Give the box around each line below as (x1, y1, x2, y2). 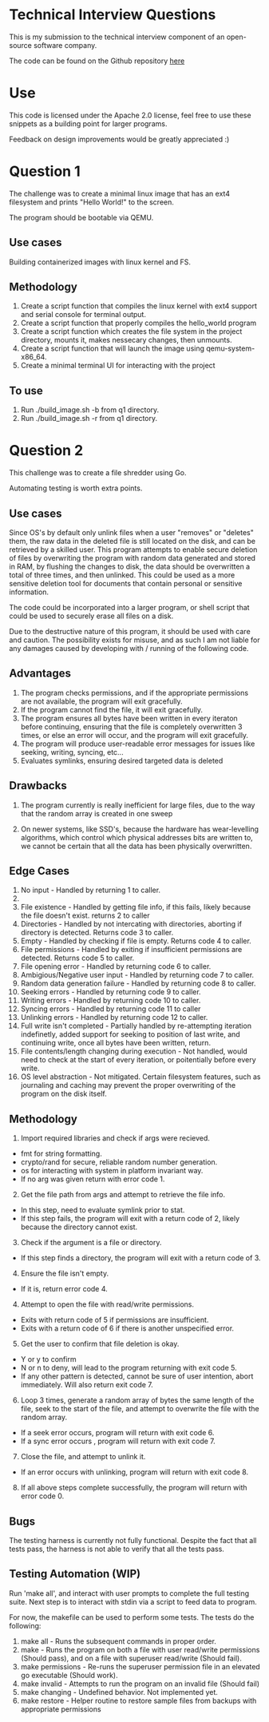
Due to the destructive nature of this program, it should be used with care (9, 627, 251, 636)
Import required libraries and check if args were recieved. (20, 1133, 211, 1143)
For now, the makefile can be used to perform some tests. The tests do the (9, 1612, 255, 1622)
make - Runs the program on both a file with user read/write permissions (20, 1645, 260, 1654)
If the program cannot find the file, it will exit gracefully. (20, 704, 203, 714)
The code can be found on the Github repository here (9, 56, 185, 65)
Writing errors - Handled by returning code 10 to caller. (20, 996, 201, 1006)
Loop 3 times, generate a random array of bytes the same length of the (20, 1395, 255, 1405)
